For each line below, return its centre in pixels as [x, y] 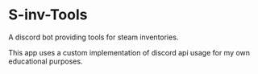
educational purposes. [46, 61]
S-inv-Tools [48, 15]
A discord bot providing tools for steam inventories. [94, 37]
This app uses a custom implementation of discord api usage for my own [129, 52]
